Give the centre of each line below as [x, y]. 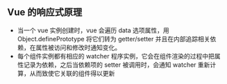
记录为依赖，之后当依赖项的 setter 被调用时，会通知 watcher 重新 [117, 65]
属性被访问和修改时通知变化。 [78, 48]
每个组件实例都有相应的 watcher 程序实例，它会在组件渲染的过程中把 [116, 56]
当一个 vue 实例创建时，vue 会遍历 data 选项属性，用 [93, 30]
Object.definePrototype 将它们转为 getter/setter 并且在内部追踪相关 [113, 39]
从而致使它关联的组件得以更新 [72, 73]
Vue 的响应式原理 [45, 12]
